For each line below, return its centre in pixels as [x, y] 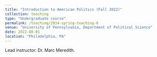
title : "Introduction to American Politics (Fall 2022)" [64, 9]
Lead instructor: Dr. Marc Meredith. [40, 50]
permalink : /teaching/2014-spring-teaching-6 [52, 23]
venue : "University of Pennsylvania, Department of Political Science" [79, 28]
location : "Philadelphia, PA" [36, 37]
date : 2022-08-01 [23, 32]
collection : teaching [27, 14]
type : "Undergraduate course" [36, 18]
